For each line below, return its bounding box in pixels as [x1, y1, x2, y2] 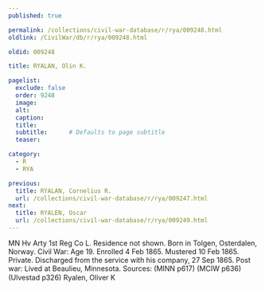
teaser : [15, 136, 41, 144]
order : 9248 [15, 92, 56, 100]
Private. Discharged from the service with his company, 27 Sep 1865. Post [8, 255, 251, 265]
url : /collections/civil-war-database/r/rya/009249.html [15, 217, 208, 225]
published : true [8, 11, 62, 20]
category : [8, 151, 41, 159]
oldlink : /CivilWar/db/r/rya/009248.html [8, 33, 148, 41]
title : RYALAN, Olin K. [8, 62, 88, 70]
